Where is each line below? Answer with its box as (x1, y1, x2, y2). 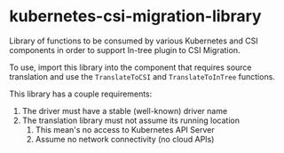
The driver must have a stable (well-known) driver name (21, 105, 228, 116)
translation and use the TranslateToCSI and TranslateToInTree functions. (9, 71, 275, 81)
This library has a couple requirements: (9, 88, 153, 99)
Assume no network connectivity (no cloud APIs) (35, 134, 215, 144)
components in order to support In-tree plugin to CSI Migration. (9, 44, 241, 55)
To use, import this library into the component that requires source (9, 62, 252, 73)
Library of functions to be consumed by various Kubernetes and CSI (9, 35, 259, 46)
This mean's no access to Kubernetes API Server (35, 124, 215, 134)
